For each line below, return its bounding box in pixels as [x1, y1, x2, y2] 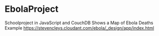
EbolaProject [4, 3, 59, 15]
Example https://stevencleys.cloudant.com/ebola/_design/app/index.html [4, 25, 155, 31]
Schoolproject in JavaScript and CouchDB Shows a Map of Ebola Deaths [4, 20, 154, 26]
